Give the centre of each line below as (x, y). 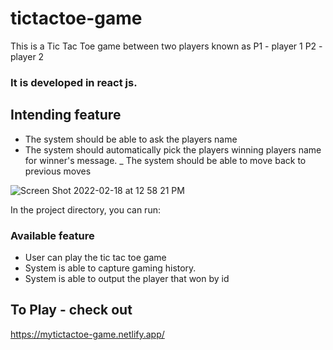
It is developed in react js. (74, 82)
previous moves (58, 171)
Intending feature (66, 115)
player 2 (27, 56)
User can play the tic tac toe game (95, 257)
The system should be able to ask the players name (131, 139)
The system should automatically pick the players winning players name (173, 149)
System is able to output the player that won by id (127, 278)
